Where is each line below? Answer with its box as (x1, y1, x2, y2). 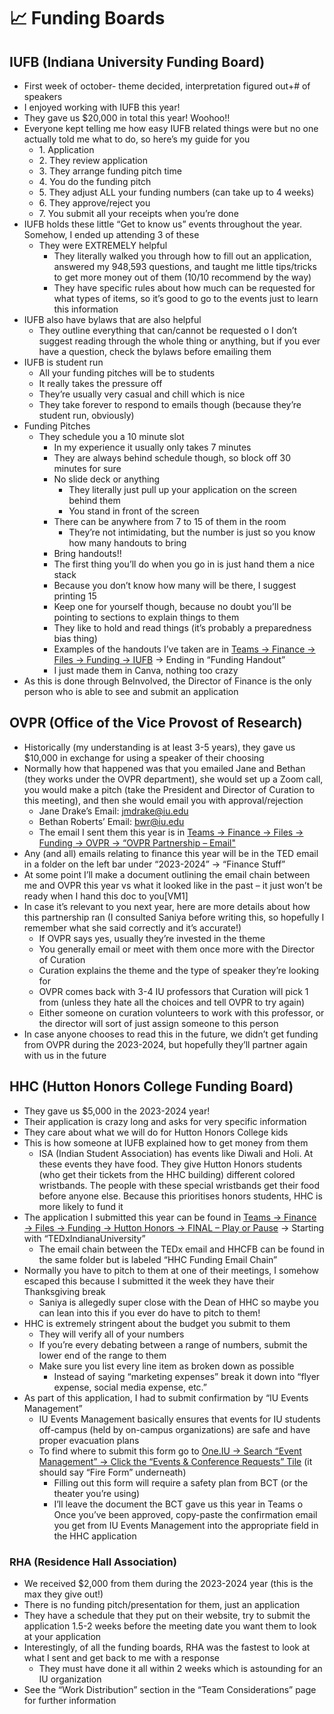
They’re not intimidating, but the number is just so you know (68, 526, 316, 538)
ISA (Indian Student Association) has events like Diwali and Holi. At (38, 1147, 314, 1159)
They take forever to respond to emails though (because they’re (38, 399, 302, 410)
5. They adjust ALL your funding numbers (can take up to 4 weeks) (38, 186, 315, 198)
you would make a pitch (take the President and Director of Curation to (23, 783, 316, 795)
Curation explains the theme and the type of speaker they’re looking (38, 964, 320, 976)
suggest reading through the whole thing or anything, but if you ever (38, 335, 321, 347)
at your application (23, 1630, 102, 1642)
